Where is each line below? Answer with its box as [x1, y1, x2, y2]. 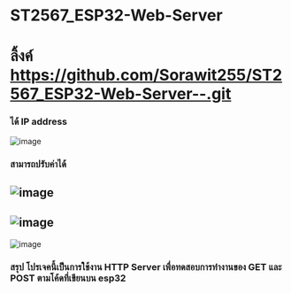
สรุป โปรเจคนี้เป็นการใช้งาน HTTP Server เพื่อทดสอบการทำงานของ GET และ [10, 260, 282, 273]
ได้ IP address [10, 116, 68, 128]
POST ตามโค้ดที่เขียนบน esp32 [10, 272, 126, 284]
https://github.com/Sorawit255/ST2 [10, 66, 282, 85]
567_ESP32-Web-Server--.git [10, 84, 232, 104]
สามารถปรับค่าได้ [10, 158, 67, 170]
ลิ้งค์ [10, 46, 34, 66]
